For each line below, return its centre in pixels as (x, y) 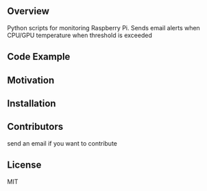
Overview (28, 11)
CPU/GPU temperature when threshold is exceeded (80, 35)
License (24, 165)
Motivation (31, 80)
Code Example (39, 57)
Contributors (35, 127)
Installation (32, 103)
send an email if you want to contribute (62, 143)
